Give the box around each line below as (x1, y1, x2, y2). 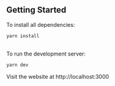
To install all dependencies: (6, 21, 75, 28)
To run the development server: (6, 50, 86, 57)
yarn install (6, 33, 40, 39)
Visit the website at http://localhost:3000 (6, 73, 109, 80)
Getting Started (6, 5, 67, 15)
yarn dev (6, 62, 29, 68)
